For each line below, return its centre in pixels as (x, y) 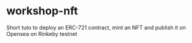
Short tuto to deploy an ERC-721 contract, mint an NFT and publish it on (96, 27)
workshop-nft (42, 11)
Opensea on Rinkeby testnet (42, 33)
